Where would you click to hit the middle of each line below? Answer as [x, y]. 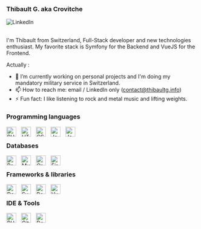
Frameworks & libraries [41, 174]
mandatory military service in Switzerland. [68, 83]
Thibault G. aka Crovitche [44, 9]
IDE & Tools [23, 203]
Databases [22, 146]
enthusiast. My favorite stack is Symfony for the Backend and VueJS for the [101, 47]
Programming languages [43, 117]
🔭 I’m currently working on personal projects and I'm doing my [93, 77]
